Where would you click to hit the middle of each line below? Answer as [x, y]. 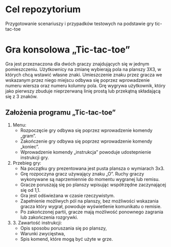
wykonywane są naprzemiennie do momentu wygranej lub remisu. [90, 179]
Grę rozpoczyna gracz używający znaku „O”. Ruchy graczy [82, 174]
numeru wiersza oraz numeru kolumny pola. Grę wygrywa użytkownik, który [86, 85]
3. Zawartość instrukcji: [37, 222]
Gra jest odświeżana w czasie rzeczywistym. [67, 195]
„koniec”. [30, 146]
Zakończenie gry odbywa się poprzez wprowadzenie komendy [86, 141]
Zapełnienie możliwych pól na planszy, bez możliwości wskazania [89, 201]
